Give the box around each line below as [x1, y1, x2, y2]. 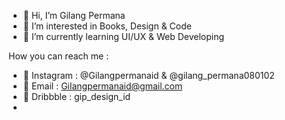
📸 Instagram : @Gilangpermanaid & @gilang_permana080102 [22, 70, 275, 81]
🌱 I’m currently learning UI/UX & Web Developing [22, 31, 225, 42]
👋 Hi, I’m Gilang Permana [22, 10, 126, 21]
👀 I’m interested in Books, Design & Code [22, 20, 192, 32]
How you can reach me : [8, 50, 110, 62]
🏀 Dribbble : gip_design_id [22, 91, 131, 102]
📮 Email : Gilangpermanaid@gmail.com [22, 80, 183, 92]
